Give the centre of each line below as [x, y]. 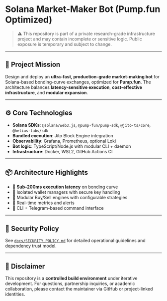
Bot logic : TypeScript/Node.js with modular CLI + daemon [72, 146]
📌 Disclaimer [25, 266]
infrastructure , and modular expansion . [47, 92]
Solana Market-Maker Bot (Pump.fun [83, 9]
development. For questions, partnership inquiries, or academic [70, 284]
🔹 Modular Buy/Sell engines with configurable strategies [70, 198]
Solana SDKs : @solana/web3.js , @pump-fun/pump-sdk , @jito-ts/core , [82, 125]
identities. [15, 294]
